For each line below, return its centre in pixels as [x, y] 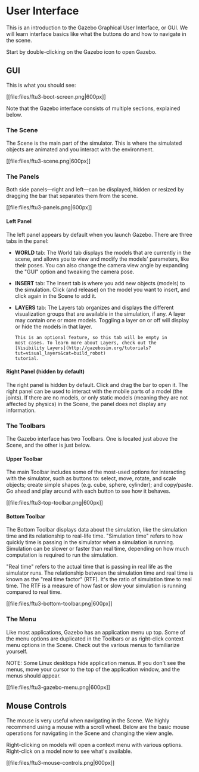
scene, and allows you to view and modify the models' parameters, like [102, 259]
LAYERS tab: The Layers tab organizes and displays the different [94, 307]
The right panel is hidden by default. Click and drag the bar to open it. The [97, 385]
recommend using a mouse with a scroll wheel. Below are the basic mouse [98, 727]
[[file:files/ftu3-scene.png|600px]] [49, 161]
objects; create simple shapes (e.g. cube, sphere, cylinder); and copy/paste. [100, 485]
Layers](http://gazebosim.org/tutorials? [99, 348]
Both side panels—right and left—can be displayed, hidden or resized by [95, 190]
